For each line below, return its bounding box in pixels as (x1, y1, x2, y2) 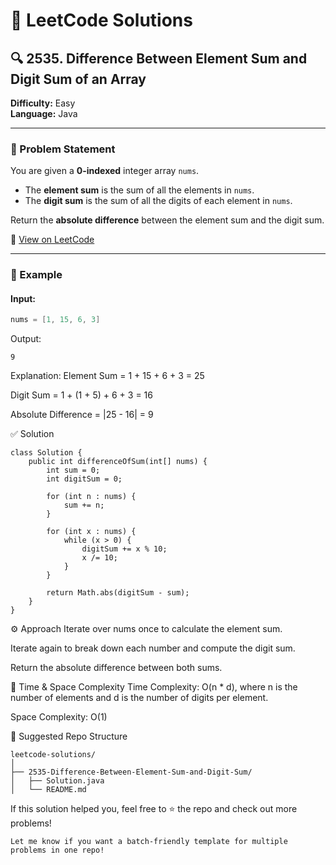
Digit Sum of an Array (10, 70, 147, 88)
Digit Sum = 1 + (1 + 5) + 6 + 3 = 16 (10, 389, 153, 401)
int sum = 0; (46, 465, 101, 476)
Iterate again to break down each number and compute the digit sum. (10, 642, 296, 654)
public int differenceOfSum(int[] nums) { (28, 457, 208, 467)
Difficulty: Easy (10, 97, 76, 109)
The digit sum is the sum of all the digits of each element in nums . (24, 195, 293, 207)
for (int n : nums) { (46, 492, 137, 502)
